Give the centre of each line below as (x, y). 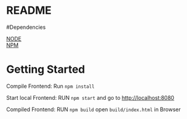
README (29, 11)
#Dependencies (26, 27)
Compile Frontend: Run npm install (50, 86)
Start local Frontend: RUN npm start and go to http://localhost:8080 (90, 97)
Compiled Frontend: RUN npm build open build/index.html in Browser (93, 109)
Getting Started (46, 69)
